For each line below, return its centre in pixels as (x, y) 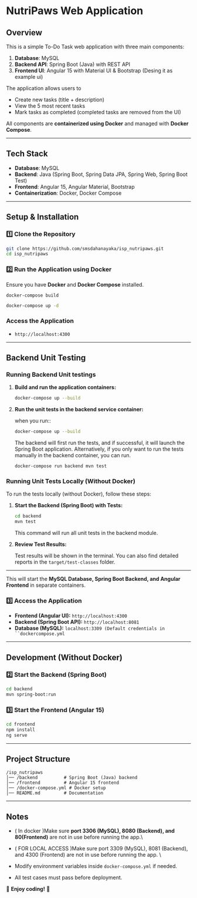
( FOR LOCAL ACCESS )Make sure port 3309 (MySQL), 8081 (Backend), (101, 849)
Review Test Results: (40, 544)
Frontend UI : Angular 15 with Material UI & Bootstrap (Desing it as (94, 71)
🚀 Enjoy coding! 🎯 (28, 889)
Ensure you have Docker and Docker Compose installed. (75, 284)
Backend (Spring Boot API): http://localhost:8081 (77, 622)
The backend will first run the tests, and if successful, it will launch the (100, 443)
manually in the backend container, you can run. (73, 455)
